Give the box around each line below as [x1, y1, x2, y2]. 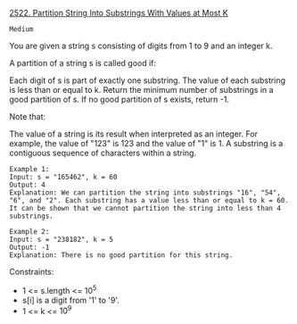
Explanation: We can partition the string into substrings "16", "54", [9, 188, 281, 197]
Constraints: [9, 267, 54, 277]
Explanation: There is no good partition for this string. [9, 251, 234, 260]
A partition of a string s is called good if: [9, 58, 157, 68]
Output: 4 [9, 180, 46, 189]
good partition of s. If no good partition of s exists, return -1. [9, 94, 230, 104]
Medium [9, 25, 34, 34]
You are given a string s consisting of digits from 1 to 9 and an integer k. [9, 40, 273, 51]
